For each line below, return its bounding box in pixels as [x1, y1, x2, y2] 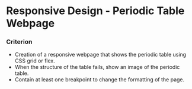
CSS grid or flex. [14, 57, 55, 64]
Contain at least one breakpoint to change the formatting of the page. [14, 76, 185, 83]
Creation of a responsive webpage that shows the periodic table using [14, 51, 187, 58]
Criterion [6, 38, 33, 46]
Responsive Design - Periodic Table [6, 4, 185, 18]
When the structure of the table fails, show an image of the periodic [14, 64, 180, 71]
